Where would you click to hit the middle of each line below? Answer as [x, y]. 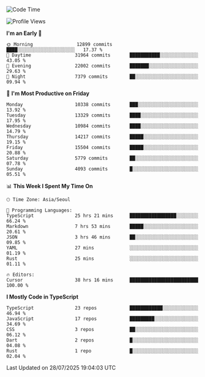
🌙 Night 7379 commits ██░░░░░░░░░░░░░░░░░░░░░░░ [102, 77]
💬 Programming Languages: [39, 210]
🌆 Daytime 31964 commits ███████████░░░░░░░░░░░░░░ [102, 55]
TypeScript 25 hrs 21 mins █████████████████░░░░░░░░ [102, 216]
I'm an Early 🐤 [24, 33]
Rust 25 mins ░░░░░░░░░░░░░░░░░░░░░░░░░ [102, 259]
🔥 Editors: [20, 275]
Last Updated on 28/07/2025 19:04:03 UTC [61, 367]
